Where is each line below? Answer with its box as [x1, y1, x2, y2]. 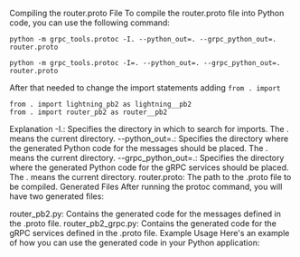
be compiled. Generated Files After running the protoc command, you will [9, 181, 283, 192]
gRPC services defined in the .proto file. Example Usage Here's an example [9, 228, 290, 238]
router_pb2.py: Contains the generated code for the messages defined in [9, 208, 282, 219]
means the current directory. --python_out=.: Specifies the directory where [9, 133, 289, 144]
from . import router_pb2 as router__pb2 [9, 108, 168, 117]
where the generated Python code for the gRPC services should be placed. [9, 162, 289, 173]
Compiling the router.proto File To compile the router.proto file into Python [9, 8, 285, 18]
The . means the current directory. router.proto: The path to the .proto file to [9, 172, 292, 182]
